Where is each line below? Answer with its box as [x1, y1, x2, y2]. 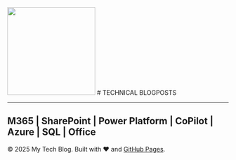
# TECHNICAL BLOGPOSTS [96, 88, 177, 97]
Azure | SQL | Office [7, 126, 96, 138]
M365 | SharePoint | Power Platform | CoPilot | [7, 115, 214, 127]
